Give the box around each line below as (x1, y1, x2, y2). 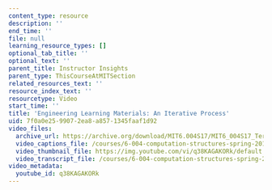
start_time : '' (8, 102, 60, 110)
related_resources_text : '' (8, 79, 104, 87)
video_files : (8, 125, 53, 133)
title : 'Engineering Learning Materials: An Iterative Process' (8, 110, 230, 118)
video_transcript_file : (15, 154, 96, 163)
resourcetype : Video (8, 95, 79, 103)
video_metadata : (8, 163, 63, 171)
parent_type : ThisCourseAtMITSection (8, 72, 136, 80)
